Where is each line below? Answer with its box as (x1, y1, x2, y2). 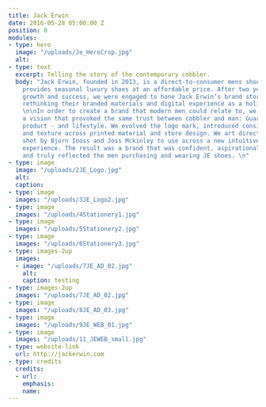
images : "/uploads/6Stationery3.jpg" (15, 240, 140, 248)
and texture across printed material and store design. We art (22, 129, 236, 137)
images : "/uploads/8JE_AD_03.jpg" (15, 306, 129, 314)
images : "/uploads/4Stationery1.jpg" (15, 211, 140, 219)
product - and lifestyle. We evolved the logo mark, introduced (22, 122, 239, 130)
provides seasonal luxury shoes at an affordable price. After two (22, 85, 249, 93)
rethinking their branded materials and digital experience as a (22, 100, 243, 108)
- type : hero (8, 41, 51, 49)
